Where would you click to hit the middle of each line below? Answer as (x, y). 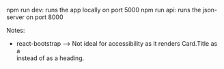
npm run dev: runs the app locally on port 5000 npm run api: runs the (104, 10)
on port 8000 (45, 17)
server (16, 17)
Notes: (16, 30)
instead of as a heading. (50, 58)
